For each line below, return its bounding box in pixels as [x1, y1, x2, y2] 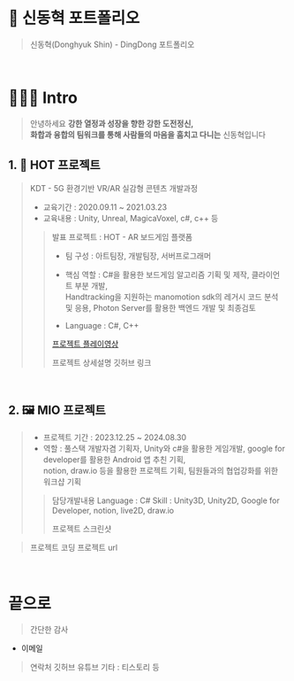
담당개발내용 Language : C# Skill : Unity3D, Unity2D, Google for [51, 495, 280, 506]
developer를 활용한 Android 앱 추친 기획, [42, 453, 186, 465]
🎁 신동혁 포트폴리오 [8, 8, 140, 28]
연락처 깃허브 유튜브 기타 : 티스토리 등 [29, 662, 160, 673]
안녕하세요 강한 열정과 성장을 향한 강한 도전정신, [29, 118, 194, 128]
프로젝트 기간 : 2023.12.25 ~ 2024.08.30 [42, 431, 187, 443]
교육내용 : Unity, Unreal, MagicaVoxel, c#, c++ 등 [42, 213, 219, 223]
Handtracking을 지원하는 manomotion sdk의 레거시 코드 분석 [64, 291, 279, 302]
